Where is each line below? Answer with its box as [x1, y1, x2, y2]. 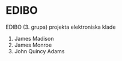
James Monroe [14, 41, 52, 48]
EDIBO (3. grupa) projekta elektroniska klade [5, 23, 116, 30]
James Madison [14, 35, 54, 42]
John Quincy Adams [14, 47, 65, 54]
